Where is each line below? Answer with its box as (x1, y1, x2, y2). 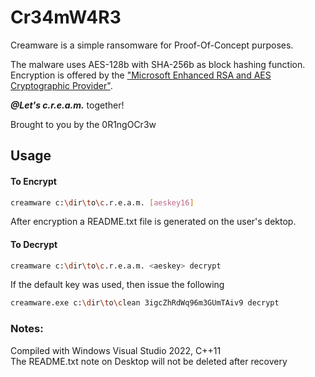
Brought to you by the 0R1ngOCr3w (10, 118, 157, 130)
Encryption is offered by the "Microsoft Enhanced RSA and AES (10, 69, 272, 81)
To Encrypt (10, 175, 57, 187)
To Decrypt (10, 239, 58, 250)
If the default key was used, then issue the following (10, 279, 225, 291)
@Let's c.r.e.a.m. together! (10, 99, 125, 111)
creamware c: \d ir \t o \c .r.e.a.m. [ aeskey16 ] (10, 197, 195, 208)
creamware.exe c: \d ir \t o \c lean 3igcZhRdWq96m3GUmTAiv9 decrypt (10, 298, 280, 308)
